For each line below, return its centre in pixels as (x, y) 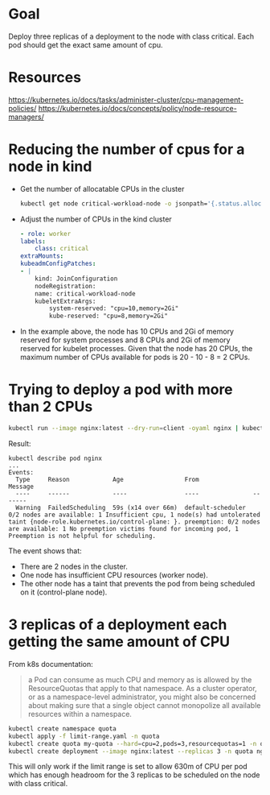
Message (21, 487)
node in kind (50, 167)
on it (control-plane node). (63, 592)
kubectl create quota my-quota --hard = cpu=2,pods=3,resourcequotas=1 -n (133, 743)
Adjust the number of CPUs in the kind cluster (96, 219)
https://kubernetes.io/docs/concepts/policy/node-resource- (137, 108)
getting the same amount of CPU (119, 642)
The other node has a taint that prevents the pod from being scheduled (137, 584)
